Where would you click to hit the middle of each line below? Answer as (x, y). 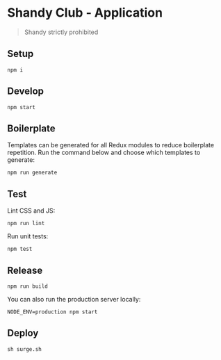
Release (25, 270)
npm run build (28, 286)
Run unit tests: (28, 236)
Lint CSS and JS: (31, 211)
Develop (25, 91)
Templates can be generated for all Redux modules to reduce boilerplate (110, 145)
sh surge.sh (24, 349)
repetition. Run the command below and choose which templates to (104, 153)
